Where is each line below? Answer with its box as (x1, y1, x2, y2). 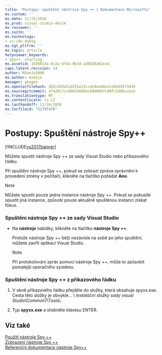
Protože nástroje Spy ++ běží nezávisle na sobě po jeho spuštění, (12, 235, 143, 241)
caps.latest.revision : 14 (5, 66, 57, 71)
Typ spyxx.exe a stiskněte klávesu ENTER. (12, 307, 98, 313)
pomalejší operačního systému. (12, 264, 75, 270)
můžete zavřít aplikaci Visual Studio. (12, 240, 85, 246)
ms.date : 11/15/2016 (5, 16, 47, 21)
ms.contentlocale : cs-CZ (5, 98, 55, 103)
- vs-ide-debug (5, 39, 36, 44)
